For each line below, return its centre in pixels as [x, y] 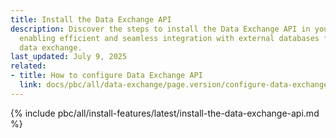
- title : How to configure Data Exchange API [106, 76]
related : [28, 66]
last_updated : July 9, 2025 [69, 57]
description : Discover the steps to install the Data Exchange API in [160, 29]
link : [31, 85]
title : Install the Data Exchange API [91, 19]
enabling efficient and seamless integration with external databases [169, 38]
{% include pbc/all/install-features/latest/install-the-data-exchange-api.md [165, 113]
